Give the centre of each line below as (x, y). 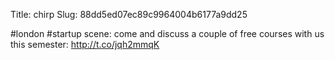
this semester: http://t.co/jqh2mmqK (85, 44)
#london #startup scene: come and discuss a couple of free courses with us (167, 33)
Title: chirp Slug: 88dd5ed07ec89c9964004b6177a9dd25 (129, 14)
